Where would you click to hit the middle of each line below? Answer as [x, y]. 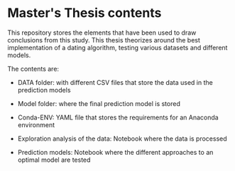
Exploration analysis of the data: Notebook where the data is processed [122, 138]
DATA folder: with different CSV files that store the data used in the [115, 82]
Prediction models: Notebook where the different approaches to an [115, 152]
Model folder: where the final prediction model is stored [99, 103]
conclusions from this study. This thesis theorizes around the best [104, 40]
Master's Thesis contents [84, 13]
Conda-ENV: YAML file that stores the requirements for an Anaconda [118, 117]
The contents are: [33, 69]
